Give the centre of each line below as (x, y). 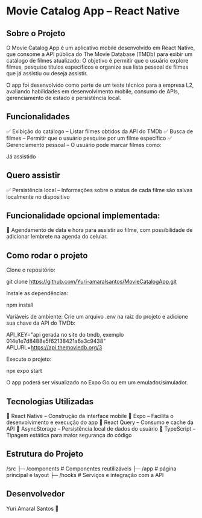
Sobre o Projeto (36, 33)
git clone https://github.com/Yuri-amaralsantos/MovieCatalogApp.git (91, 282)
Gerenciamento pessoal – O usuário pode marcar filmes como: (84, 145)
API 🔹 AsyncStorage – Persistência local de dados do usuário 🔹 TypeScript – (101, 429)
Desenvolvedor (36, 494)
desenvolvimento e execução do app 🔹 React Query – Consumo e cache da (100, 422)
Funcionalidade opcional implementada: (83, 216)
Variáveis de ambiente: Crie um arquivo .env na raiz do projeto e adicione (97, 317)
